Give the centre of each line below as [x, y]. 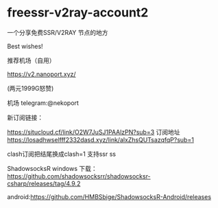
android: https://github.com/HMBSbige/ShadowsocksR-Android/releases [109, 196]
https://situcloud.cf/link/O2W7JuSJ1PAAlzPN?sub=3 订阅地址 [94, 132]
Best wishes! [25, 46]
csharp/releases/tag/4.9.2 [44, 183]
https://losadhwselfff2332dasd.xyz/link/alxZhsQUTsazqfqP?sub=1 [100, 139]
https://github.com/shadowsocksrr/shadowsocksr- [79, 176]
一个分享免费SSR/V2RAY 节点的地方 [58, 32]
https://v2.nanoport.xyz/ [42, 74]
